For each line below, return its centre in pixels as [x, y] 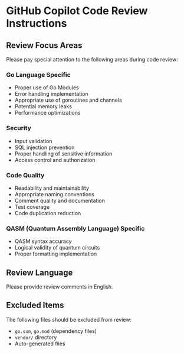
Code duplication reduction [48, 213]
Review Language [40, 272]
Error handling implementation [51, 94]
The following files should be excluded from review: [69, 319]
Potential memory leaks [43, 106]
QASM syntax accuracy [43, 241]
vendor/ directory [36, 337]
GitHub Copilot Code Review [77, 11]
